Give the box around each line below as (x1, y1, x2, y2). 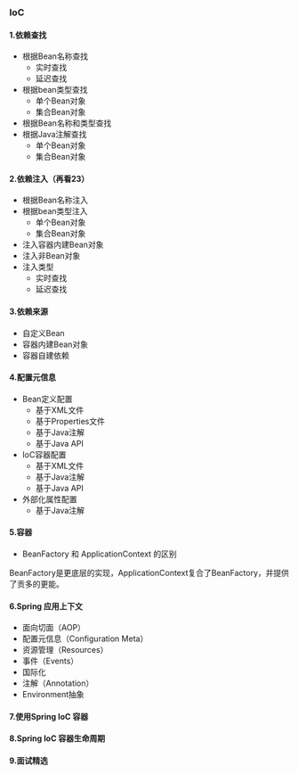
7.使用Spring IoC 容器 (9, 711, 89, 721)
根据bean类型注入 (21, 206, 88, 217)
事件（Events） (21, 655, 79, 666)
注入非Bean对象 (21, 251, 81, 261)
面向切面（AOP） (21, 622, 86, 633)
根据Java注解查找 (21, 129, 87, 140)
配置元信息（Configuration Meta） (21, 633, 149, 644)
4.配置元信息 (9, 372, 56, 383)
